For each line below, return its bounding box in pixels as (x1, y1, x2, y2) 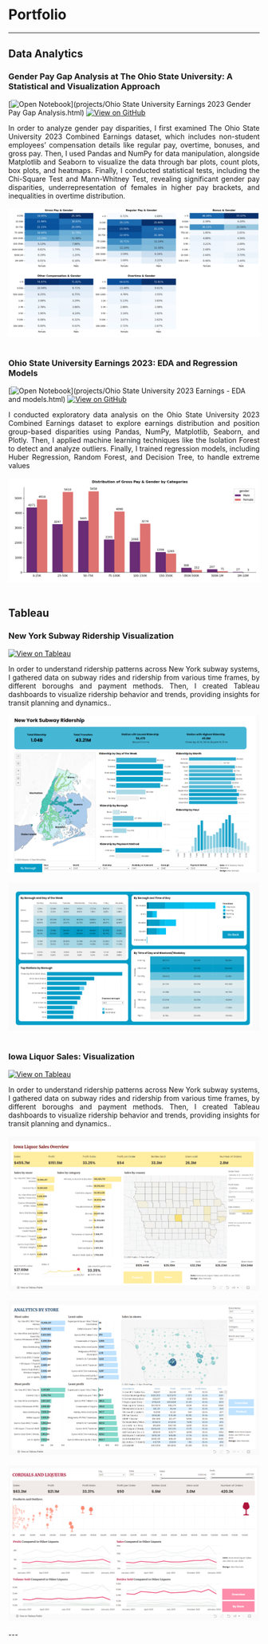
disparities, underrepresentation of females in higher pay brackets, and (8, 182, 260, 192)
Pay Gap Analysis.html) (8, 108, 85, 117)
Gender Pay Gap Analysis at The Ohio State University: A (8, 71, 233, 82)
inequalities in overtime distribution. (8, 191, 126, 200)
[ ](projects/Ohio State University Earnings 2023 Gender (8, 99, 251, 108)
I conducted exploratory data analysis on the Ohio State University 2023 (8, 409, 260, 420)
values (8, 460, 30, 470)
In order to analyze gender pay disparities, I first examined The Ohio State (8, 123, 260, 132)
